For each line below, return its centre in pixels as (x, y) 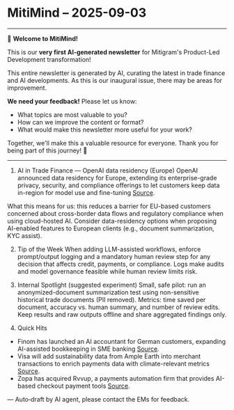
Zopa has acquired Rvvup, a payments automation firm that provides (116, 378)
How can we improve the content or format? (80, 122)
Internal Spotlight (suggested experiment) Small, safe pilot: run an (112, 285)
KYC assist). (25, 235)
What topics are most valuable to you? (72, 115)
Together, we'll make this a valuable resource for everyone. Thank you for (113, 143)
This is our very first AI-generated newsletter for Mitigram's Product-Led (114, 52)
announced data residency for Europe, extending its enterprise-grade (117, 178)
